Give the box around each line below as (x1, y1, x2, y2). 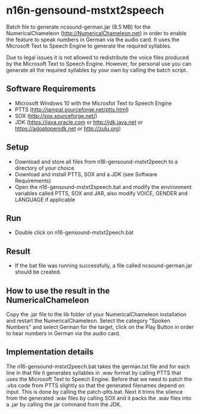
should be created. (14, 269, 61, 276)
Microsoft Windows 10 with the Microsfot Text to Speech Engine (14, 99, 173, 107)
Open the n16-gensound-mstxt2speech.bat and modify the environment (14, 183, 192, 191)
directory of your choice (14, 164, 74, 172)
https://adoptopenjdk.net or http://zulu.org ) (14, 124, 121, 132)
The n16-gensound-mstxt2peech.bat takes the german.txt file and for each (6, 363, 190, 370)
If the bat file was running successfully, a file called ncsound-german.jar (14, 262, 192, 269)
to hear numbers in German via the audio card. (6, 330, 121, 337)
